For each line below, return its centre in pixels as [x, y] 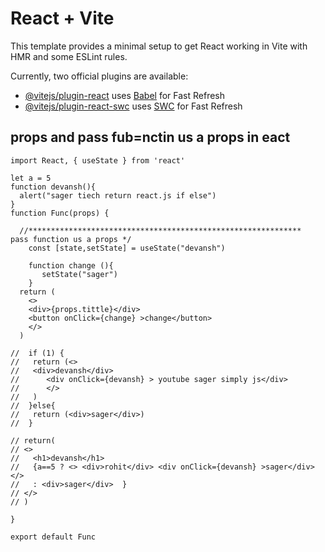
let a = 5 [31, 178]
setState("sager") [79, 274]
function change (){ [71, 265]
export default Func [53, 537]
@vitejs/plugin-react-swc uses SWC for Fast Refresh [133, 106]
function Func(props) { [60, 213]
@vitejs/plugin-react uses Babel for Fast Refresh [125, 95]
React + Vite [62, 18]
